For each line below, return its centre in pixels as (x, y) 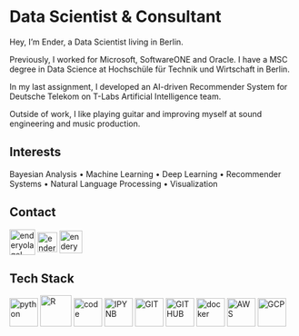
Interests (35, 152)
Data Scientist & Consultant (115, 17)
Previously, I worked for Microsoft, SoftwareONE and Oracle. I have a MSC (149, 59)
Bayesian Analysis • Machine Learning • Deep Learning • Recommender (145, 173)
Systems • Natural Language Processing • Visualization (114, 183)
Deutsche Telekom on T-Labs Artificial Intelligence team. (115, 96)
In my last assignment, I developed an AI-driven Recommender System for (149, 86)
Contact (33, 212)
